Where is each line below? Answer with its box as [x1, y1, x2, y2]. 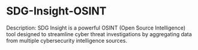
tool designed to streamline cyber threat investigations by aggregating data [6, 30, 192, 37]
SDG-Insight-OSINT [6, 4, 107, 18]
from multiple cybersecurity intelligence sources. [6, 37, 128, 44]
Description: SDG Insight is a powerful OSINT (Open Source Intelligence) [6, 24, 186, 31]
